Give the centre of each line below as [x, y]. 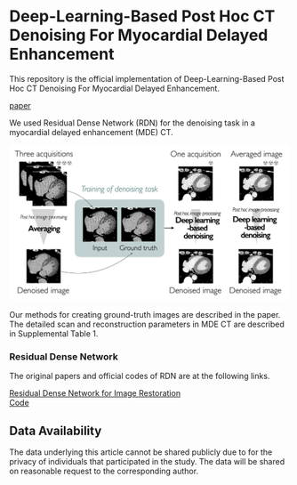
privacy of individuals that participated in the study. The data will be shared [147, 462]
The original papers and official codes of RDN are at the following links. [140, 376]
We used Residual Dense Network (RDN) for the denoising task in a [132, 123]
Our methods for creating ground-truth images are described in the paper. [145, 314]
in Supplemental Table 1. [54, 333]
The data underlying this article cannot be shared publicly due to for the [141, 452]
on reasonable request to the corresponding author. [104, 471]
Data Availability [56, 430]
